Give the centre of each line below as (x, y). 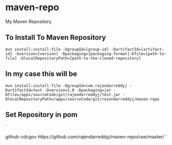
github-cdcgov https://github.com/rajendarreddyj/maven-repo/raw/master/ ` (86, 137)
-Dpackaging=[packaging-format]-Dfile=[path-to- (113, 54)
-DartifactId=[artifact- (138, 49)
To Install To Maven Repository (56, 38)
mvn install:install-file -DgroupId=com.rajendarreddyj (66, 86)
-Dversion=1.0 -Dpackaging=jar (78, 90)
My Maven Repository (28, 21)
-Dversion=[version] (36, 54)
